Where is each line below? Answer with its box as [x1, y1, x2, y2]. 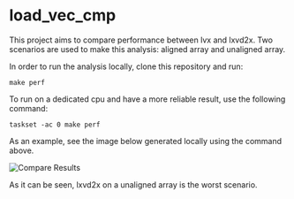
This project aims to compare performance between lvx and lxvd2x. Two [9, 34, 274, 45]
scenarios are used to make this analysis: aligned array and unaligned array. [9, 43, 286, 54]
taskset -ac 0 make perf [9, 120, 101, 129]
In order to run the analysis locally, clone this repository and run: [9, 61, 244, 72]
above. [9, 145, 34, 156]
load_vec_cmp [9, 5, 117, 26]
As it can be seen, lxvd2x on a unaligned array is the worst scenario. [9, 179, 258, 190]
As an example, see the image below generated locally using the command [9, 135, 283, 146]
